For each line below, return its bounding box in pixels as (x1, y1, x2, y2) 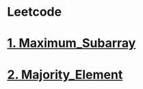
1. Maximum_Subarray (7, 36, 136, 51)
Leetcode (7, 4, 62, 20)
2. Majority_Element (7, 66, 123, 82)
